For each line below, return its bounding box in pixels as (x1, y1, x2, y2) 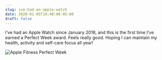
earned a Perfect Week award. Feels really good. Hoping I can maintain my (5, 35, 157, 40)
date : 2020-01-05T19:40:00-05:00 (5, 12, 74, 17)
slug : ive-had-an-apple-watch (5, 7, 68, 12)
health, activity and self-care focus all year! (5, 40, 93, 46)
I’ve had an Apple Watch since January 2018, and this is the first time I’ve (5, 30, 154, 36)
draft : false (5, 16, 32, 21)
